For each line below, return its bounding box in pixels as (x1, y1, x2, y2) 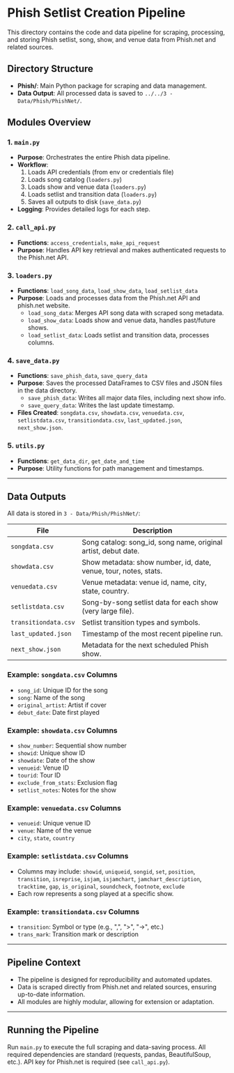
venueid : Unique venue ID (17, 819, 91, 828)
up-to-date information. (17, 990, 86, 998)
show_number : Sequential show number (17, 741, 127, 750)
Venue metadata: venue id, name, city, (81, 577, 207, 587)
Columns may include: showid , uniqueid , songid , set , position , (17, 867, 196, 876)
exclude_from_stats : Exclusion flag (17, 779, 118, 787)
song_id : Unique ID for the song (17, 685, 108, 694)
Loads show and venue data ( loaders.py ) (27, 183, 146, 191)
